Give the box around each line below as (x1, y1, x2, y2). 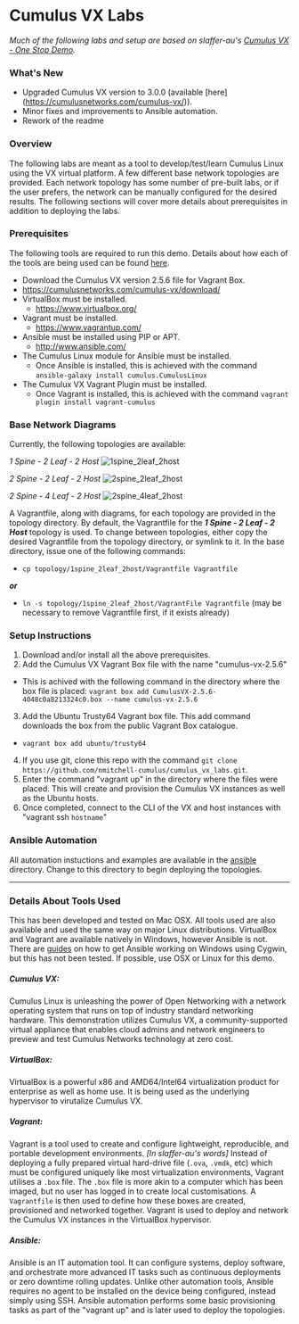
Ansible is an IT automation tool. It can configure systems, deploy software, (9, 1257, 286, 1268)
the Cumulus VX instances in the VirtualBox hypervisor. (9, 1214, 212, 1225)
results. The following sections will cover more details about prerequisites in (9, 195, 287, 206)
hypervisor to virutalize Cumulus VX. (9, 1095, 144, 1106)
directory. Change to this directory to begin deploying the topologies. (9, 864, 263, 874)
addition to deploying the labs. (9, 205, 120, 216)
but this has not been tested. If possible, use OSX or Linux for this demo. (9, 953, 276, 964)
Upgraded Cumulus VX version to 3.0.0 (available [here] (21, 87, 228, 98)
